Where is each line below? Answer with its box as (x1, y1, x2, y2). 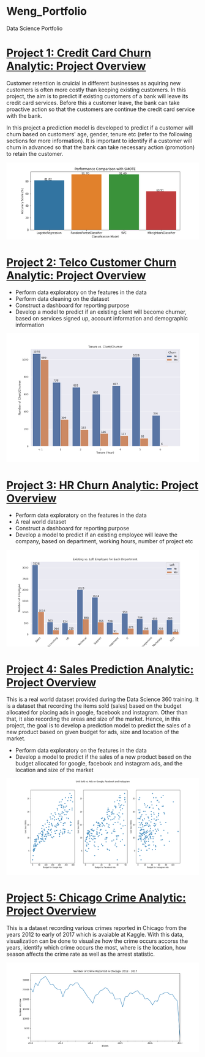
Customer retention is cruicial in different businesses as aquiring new (6, 79, 181, 87)
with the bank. (6, 112, 43, 119)
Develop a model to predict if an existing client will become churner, (15, 308, 187, 316)
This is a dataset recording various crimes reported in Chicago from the (6, 924, 187, 932)
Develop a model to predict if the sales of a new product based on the (15, 753, 192, 761)
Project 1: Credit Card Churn (6, 46, 152, 60)
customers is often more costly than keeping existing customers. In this (6, 86, 187, 93)
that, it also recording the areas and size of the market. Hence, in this (6, 715, 181, 722)
